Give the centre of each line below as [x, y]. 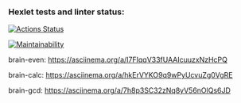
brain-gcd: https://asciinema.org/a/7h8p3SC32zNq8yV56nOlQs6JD [119, 90]
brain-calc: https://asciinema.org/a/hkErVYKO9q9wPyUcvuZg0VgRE [120, 75]
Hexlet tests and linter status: [66, 12]
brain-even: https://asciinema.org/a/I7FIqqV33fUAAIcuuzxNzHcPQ [118, 60]
